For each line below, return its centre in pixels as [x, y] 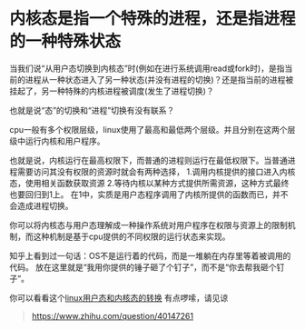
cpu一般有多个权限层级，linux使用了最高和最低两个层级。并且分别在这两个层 [152, 129]
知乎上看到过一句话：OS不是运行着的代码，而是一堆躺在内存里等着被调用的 [150, 255]
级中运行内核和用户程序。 [57, 141]
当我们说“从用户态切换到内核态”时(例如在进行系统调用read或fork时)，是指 [147, 68]
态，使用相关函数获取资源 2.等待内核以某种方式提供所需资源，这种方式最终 [149, 183]
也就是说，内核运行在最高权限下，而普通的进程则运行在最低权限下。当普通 [148, 160]
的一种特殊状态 [65, 41]
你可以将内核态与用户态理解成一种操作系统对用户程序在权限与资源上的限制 [148, 225]
